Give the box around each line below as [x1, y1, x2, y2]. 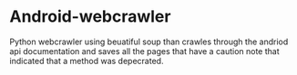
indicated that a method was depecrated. [9, 55, 164, 66]
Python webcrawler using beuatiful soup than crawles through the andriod [9, 36, 289, 47]
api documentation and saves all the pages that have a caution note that [9, 45, 280, 56]
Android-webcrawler [9, 6, 171, 27]
